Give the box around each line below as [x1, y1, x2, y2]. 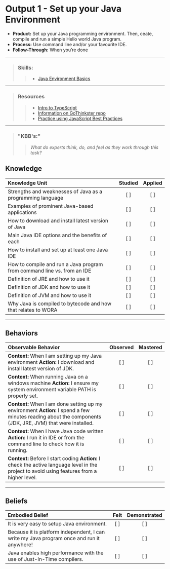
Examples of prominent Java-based [8, 202, 94, 209]
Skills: [17, 64, 33, 71]
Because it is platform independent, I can [8, 528, 105, 536]
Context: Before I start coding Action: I [8, 455, 100, 462]
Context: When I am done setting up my [8, 401, 103, 408]
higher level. [8, 474, 37, 481]
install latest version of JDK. [8, 365, 74, 372]
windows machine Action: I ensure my [8, 380, 99, 387]
